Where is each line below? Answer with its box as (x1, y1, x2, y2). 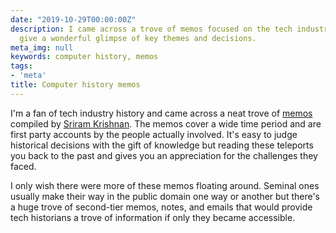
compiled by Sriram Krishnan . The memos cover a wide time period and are (10, 117, 322, 130)
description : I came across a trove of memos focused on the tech (10, 24, 293, 34)
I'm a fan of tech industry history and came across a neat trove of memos (10, 107, 313, 119)
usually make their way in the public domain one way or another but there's (10, 190, 320, 202)
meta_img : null (10, 42, 74, 53)
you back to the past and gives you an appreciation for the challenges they (10, 149, 318, 161)
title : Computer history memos (10, 80, 141, 90)
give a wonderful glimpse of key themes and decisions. (19, 33, 257, 43)
